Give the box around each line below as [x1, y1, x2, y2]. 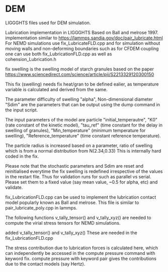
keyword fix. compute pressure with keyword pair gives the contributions [5, 255, 157, 261]
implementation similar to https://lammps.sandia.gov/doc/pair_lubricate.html [5, 35, 163, 41]
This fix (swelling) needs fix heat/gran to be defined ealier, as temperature [5, 81, 159, 87]
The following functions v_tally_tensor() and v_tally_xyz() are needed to [5, 215, 151, 221]
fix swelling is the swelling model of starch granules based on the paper [5, 66, 154, 72]
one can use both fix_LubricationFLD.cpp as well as [5, 51, 112, 57]
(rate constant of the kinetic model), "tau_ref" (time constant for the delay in [5, 122, 162, 128]
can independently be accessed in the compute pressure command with [5, 250, 155, 256]
